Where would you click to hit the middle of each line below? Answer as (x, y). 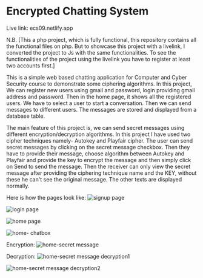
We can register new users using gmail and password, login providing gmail (101, 90)
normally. (18, 186)
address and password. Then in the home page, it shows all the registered (99, 97)
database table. (26, 116)
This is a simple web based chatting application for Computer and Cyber (97, 77)
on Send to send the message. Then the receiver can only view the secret (98, 166)
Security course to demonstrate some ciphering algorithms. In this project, (99, 84)
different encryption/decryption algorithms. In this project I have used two (98, 134)
